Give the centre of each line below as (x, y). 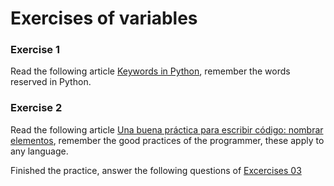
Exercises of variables (104, 18)
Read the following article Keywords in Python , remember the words (150, 71)
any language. (39, 151)
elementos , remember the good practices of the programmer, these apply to (167, 140)
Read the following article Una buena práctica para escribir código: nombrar (167, 129)
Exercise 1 (35, 50)
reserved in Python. (51, 82)
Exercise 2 (36, 108)
